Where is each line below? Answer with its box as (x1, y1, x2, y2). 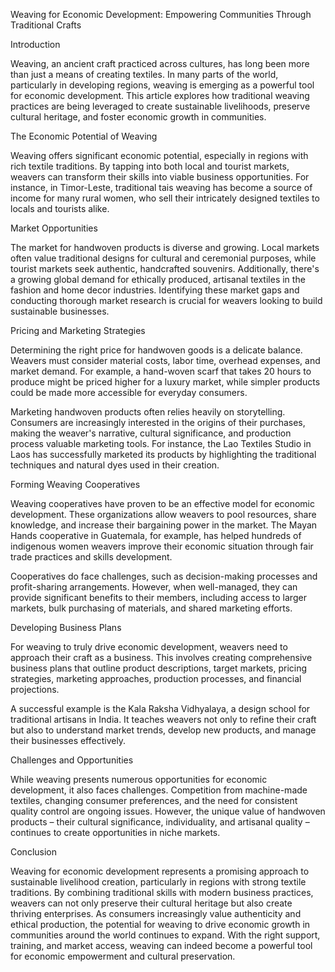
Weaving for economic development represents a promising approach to (10, 865, 310, 877)
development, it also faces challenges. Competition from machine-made (10, 784, 308, 796)
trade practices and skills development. (10, 551, 173, 563)
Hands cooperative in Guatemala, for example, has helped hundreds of (10, 530, 302, 541)
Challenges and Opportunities (10, 754, 134, 766)
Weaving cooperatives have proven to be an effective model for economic (10, 498, 316, 509)
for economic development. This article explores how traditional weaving (10, 90, 310, 101)
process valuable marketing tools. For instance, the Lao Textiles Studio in (10, 438, 312, 449)
